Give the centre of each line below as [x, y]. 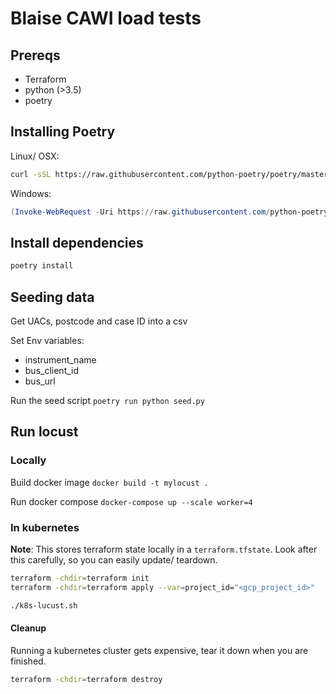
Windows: [31, 193]
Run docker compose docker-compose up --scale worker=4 [131, 501]
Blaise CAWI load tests [106, 18]
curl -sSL [31, 174]
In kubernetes [45, 527]
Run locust [44, 432]
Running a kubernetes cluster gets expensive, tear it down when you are [159, 650]
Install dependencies [77, 242]
